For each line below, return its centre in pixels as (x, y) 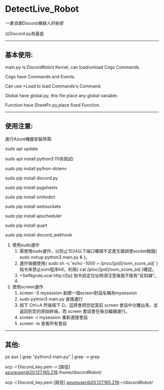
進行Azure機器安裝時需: (29, 139)
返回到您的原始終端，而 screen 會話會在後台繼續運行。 (75, 311)
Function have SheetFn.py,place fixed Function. (53, 105)
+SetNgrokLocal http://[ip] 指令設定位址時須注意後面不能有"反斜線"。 (89, 275)
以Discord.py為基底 (25, 33)
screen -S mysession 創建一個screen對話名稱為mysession (78, 293)
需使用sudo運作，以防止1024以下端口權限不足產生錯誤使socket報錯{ (88, 251)
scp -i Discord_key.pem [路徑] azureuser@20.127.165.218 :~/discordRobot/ (79, 383)
